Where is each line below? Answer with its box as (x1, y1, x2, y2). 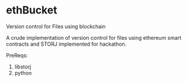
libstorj (14, 63, 32, 70)
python (14, 69, 32, 76)
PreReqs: (6, 52, 28, 59)
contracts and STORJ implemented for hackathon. (6, 40, 127, 47)
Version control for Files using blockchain (6, 23, 106, 30)
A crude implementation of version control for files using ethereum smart (6, 34, 182, 41)
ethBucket (6, 4, 57, 17)
